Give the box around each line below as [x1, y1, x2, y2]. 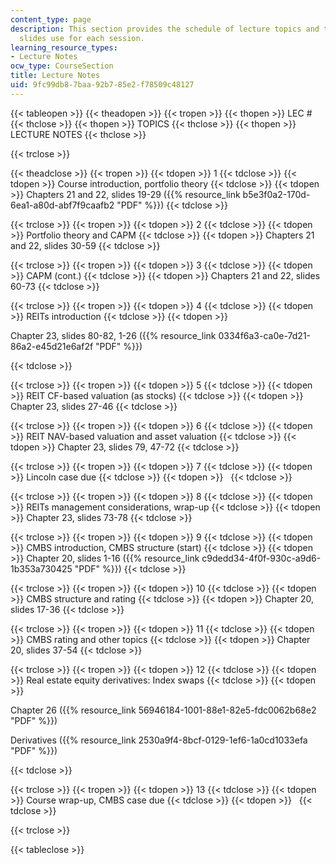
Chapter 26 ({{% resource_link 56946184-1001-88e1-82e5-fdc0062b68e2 [10, 704, 317, 716]
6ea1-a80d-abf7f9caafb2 [10, 199, 115, 211]
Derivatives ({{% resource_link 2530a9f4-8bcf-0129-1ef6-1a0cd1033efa [10, 734, 308, 746]
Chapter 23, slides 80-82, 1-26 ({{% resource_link [10, 329, 217, 341]
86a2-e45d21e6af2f [10, 340, 94, 352]
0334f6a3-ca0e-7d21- [218, 329, 312, 341]
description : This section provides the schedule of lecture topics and [10, 24, 320, 34]
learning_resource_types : [10, 42, 118, 53]
